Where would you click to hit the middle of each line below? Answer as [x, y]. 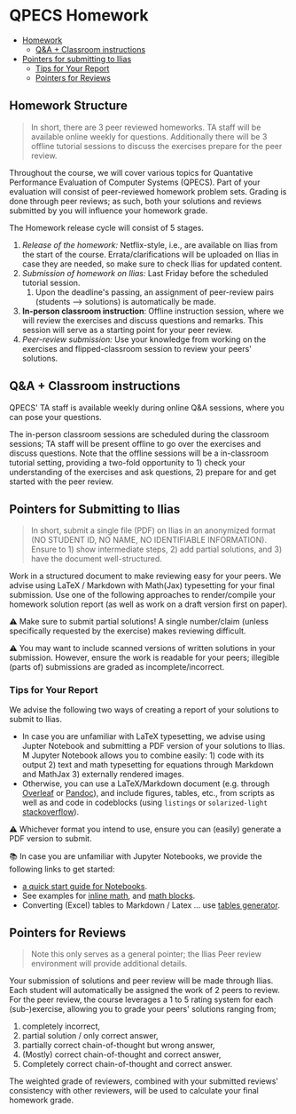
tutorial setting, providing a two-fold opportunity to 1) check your [127, 462]
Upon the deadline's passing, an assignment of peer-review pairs [155, 292]
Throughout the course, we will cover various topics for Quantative [131, 172]
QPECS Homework [79, 16]
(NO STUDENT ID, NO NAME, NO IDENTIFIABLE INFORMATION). [149, 540]
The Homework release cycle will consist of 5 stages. [106, 227]
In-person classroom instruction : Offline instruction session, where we [153, 311]
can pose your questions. [55, 417]
